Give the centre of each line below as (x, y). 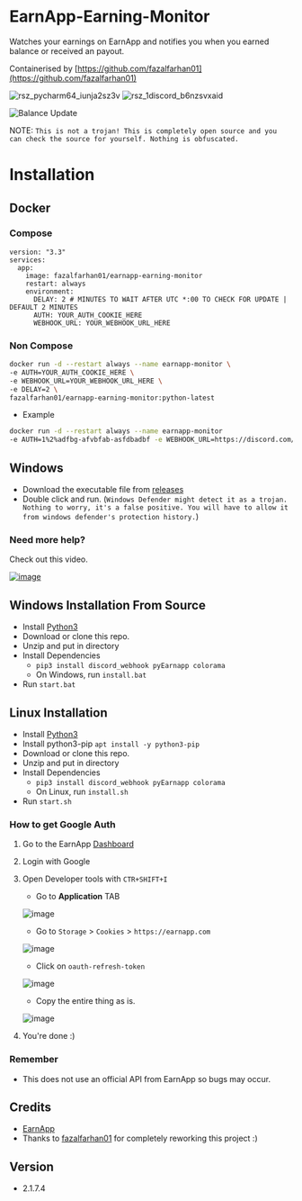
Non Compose (41, 346)
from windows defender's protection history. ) (111, 517)
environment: (50, 291)
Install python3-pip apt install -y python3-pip (111, 744)
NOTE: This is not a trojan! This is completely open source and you (143, 130)
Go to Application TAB (78, 897)
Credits (31, 1107)
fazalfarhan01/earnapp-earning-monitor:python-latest (112, 398)
